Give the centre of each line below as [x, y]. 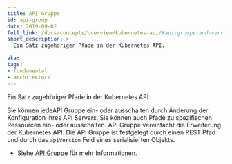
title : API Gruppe [33, 13]
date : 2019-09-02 [32, 26]
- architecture [29, 77]
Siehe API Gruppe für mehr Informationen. [77, 153]
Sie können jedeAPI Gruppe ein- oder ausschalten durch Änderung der [108, 110]
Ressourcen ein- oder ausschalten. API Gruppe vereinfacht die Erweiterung [114, 125]
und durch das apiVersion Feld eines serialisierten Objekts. [91, 139]
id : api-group [28, 20]
